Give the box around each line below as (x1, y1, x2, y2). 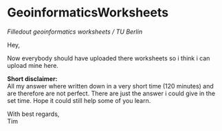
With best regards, (7, 110, 60, 118)
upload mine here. (7, 61, 58, 69)
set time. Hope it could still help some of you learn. (7, 96, 151, 104)
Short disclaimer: (7, 74, 58, 83)
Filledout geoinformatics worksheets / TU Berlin (7, 27, 143, 36)
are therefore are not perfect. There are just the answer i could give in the (7, 89, 215, 97)
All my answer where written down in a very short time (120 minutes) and (7, 82, 214, 90)
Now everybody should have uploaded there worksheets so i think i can (7, 53, 210, 62)
